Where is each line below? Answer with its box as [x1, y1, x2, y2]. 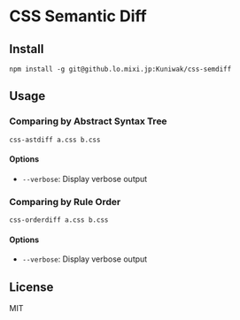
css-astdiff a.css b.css [9, 135, 101, 144]
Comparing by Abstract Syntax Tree [9, 115, 167, 127]
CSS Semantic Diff [9, 6, 148, 27]
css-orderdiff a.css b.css [9, 216, 109, 225]
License [9, 279, 54, 294]
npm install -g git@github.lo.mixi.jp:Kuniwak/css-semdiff [9, 65, 232, 73]
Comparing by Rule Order [9, 195, 121, 208]
